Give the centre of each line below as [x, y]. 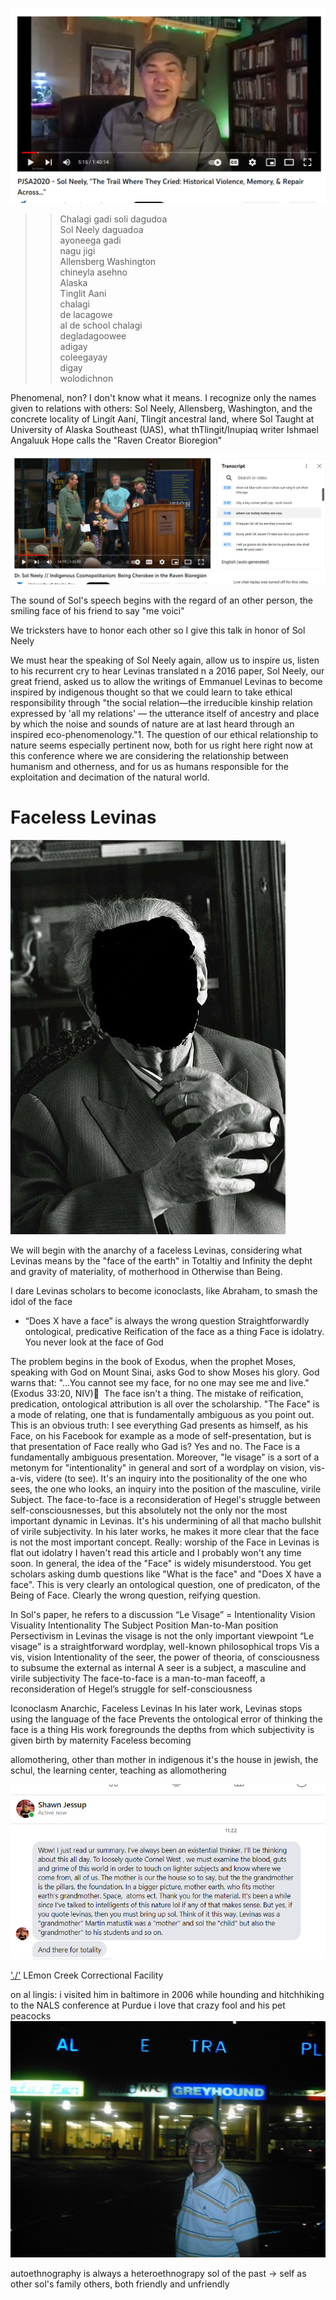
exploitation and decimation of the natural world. [110, 777]
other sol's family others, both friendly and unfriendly [120, 2284]
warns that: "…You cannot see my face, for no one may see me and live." [160, 1383]
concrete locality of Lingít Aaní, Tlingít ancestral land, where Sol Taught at [162, 419]
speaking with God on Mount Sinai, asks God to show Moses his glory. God [165, 1372]
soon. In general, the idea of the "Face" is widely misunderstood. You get [161, 1564]
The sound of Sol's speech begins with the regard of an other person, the [161, 600]
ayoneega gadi [90, 240]
